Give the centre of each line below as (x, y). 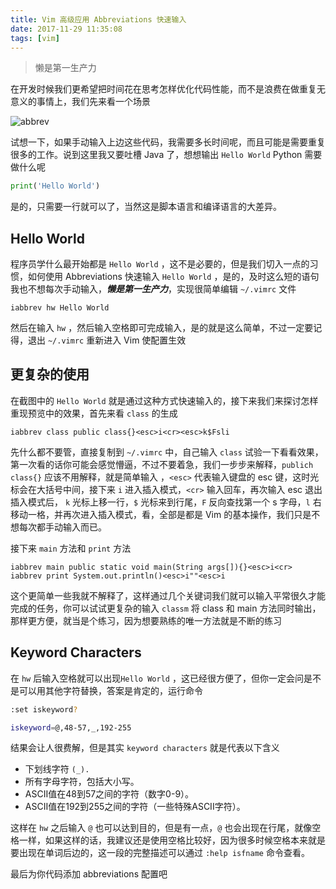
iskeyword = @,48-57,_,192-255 (71, 727)
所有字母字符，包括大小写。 (82, 782)
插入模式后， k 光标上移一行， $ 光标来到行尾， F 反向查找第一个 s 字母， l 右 (166, 502)
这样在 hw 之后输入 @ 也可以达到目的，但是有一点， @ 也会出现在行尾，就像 (161, 828)
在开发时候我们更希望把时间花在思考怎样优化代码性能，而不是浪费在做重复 (163, 89)
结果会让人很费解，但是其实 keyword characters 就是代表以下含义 (145, 748)
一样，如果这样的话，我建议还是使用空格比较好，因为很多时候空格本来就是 (172, 840)
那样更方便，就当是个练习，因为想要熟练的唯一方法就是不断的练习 (146, 620)
